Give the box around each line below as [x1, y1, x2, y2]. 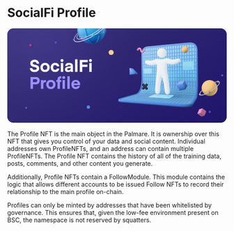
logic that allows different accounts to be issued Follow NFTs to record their [7, 180, 224, 189]
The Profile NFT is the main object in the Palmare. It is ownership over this [7, 129, 219, 138]
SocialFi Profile [7, 5, 96, 21]
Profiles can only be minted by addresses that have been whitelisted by [7, 200, 212, 209]
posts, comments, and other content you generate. [7, 159, 153, 168]
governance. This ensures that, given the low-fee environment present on [7, 208, 219, 216]
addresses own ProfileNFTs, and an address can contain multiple [7, 144, 194, 152]
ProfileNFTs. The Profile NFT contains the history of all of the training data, [7, 152, 221, 160]
